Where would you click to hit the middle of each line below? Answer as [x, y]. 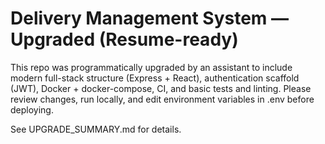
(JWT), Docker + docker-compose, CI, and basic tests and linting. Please [161, 88]
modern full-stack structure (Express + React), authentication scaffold [155, 78]
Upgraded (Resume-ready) [124, 39]
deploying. [32, 109]
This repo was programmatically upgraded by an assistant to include [151, 67]
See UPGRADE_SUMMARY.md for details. [96, 129]
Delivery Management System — [150, 18]
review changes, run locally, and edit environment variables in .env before [162, 99]
